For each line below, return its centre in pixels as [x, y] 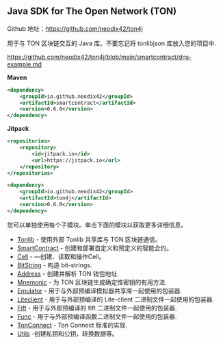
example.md [25, 64]
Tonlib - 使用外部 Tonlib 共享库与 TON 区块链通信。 [89, 239]
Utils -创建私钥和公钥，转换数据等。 [67, 333]
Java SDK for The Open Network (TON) [92, 11]
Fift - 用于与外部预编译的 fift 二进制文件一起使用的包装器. [97, 308]
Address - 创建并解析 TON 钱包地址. [68, 273]
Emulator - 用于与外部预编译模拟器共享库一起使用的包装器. [100, 291]
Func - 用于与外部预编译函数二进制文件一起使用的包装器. [97, 316]
